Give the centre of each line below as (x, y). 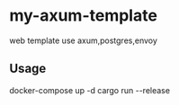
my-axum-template (83, 16)
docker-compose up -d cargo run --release (90, 90)
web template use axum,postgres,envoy (83, 40)
